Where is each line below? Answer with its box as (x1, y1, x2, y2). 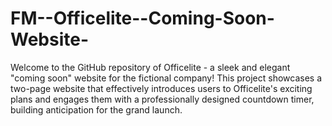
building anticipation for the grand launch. (10, 103, 183, 116)
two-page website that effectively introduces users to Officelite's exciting (10, 82, 313, 94)
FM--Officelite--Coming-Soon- (10, 7, 275, 30)
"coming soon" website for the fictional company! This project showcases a (10, 72, 323, 84)
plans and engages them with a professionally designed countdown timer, (10, 93, 315, 105)
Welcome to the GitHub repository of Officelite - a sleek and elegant (10, 61, 291, 73)
